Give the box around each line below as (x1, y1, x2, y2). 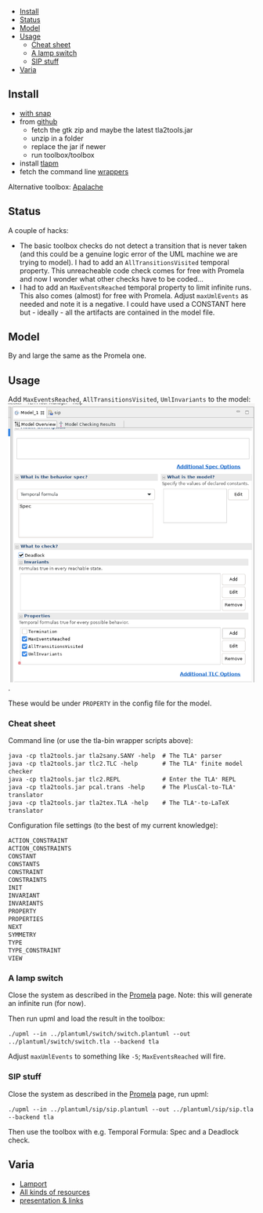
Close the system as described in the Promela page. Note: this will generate (8, 990, 253, 1000)
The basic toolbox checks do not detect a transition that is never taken (19, 241, 247, 250)
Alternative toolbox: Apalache (8, 182, 103, 191)
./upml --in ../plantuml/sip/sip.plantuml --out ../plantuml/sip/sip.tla (8, 1106, 254, 1113)
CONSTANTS (8, 861, 41, 869)
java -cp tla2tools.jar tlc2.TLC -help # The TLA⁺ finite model (8, 760, 243, 768)
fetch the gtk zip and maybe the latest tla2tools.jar (31, 125, 193, 134)
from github (19, 117, 58, 126)
